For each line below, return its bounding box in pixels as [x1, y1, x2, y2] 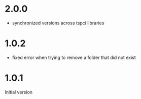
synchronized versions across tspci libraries [12, 20, 104, 26]
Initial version [5, 89, 33, 95]
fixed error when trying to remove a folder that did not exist [12, 54, 136, 60]
